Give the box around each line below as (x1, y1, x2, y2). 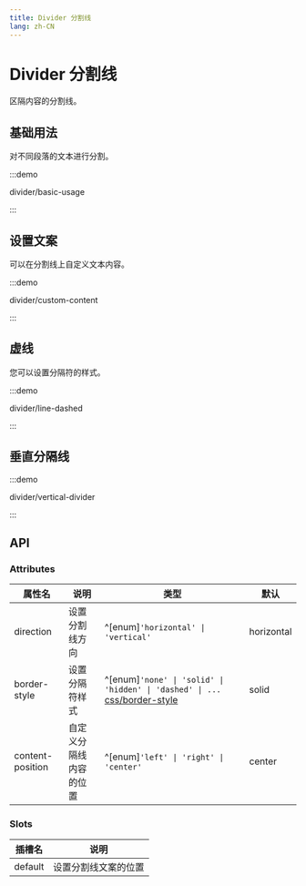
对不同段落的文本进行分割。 (9, 151, 114, 162)
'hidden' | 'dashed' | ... (104, 685, 221, 695)
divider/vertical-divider (9, 491, 96, 502)
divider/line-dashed (9, 402, 84, 413)
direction (14, 626, 53, 638)
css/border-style (104, 694, 178, 707)
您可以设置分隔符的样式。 (9, 366, 106, 378)
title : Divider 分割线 (9, 13, 92, 23)
